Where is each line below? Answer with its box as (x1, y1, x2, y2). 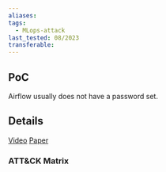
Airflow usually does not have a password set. (8, 91, 158, 101)
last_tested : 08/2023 (8, 33, 80, 42)
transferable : (8, 41, 55, 49)
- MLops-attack (15, 26, 66, 34)
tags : (8, 19, 26, 27)
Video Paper (8, 136, 49, 145)
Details (8, 114, 43, 128)
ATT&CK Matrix (8, 155, 70, 166)
